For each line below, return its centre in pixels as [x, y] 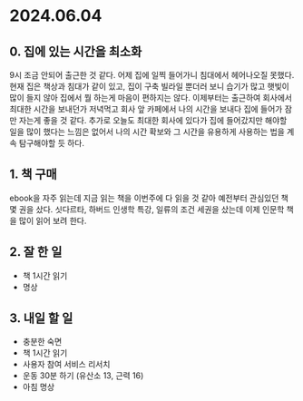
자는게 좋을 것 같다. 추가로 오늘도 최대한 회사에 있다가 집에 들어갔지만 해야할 [153, 120]
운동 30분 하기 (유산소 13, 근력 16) [83, 376]
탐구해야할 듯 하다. [51, 143]
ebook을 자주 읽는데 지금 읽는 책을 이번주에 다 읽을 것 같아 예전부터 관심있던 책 [149, 198]
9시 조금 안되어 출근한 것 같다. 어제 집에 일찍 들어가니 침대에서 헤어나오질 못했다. [152, 75]
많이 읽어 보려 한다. [53, 220]
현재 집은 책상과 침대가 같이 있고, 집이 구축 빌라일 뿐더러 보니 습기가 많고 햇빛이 [150, 86]
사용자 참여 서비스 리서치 [66, 365]
